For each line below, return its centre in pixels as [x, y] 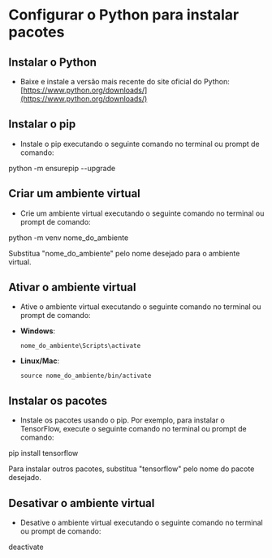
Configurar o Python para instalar [124, 15]
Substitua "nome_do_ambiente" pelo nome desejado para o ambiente [124, 253]
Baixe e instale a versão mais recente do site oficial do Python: [125, 82]
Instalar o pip [42, 124]
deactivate [26, 547]
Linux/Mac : [39, 361]
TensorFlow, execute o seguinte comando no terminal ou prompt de [133, 429]
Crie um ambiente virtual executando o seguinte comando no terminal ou [142, 213]
